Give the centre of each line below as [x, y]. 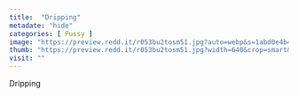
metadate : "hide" [41, 26]
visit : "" [27, 58]
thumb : [21, 50]
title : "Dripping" [45, 17]
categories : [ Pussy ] [51, 34]
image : [21, 42]
